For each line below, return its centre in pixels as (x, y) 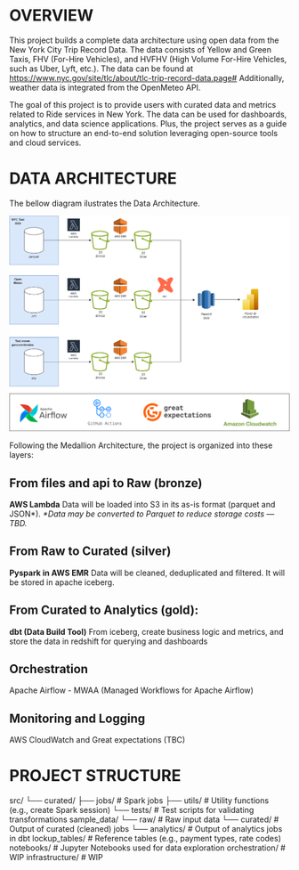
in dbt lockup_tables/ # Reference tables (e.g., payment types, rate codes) (145, 839)
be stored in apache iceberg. (62, 582)
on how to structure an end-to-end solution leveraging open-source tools (144, 133)
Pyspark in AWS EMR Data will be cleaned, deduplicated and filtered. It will (147, 573)
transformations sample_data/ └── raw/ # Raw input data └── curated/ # (144, 819)
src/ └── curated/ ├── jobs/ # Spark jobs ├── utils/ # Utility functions (139, 801)
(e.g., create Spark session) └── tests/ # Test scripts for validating (132, 810)
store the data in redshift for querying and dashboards (109, 641)
